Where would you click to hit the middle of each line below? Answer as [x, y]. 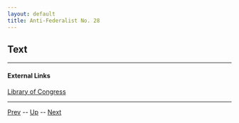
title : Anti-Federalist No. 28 [54, 21]
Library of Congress [37, 91]
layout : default [31, 14]
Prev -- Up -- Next [34, 112]
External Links [29, 75]
